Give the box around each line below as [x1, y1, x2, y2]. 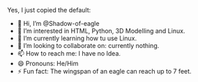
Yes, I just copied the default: [7, 6, 91, 14]
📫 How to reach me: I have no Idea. [17, 49, 121, 58]
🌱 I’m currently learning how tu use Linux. [17, 34, 137, 42]
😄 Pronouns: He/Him [17, 59, 79, 67]
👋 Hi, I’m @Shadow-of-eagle [17, 19, 100, 27]
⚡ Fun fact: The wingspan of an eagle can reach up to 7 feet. [17, 67, 192, 75]
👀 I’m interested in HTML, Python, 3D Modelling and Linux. [17, 27, 185, 35]
